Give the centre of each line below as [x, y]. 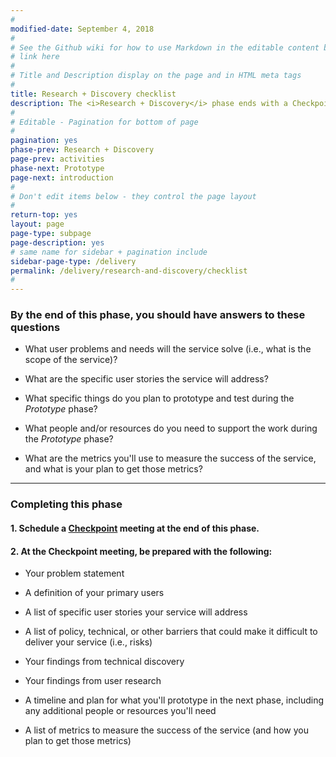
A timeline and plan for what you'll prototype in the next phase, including [174, 700]
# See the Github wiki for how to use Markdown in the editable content [165, 47]
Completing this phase [66, 504]
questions [35, 328]
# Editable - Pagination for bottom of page [104, 122]
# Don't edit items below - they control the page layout [133, 196]
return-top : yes [44, 215]
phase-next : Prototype [57, 168]
